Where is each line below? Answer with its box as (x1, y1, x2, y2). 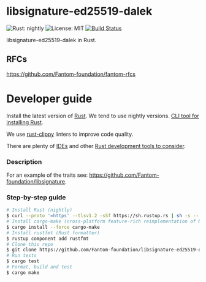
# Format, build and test (6, 264, 72, 270)
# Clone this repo (6, 241, 53, 247)
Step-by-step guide (6, 193, 66, 201)
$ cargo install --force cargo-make (6, 224, 100, 230)
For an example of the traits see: (6, 171, 88, 179)
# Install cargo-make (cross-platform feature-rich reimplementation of (6, 218, 196, 224)
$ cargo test (6, 258, 40, 264)
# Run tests (6, 253, 37, 259)
